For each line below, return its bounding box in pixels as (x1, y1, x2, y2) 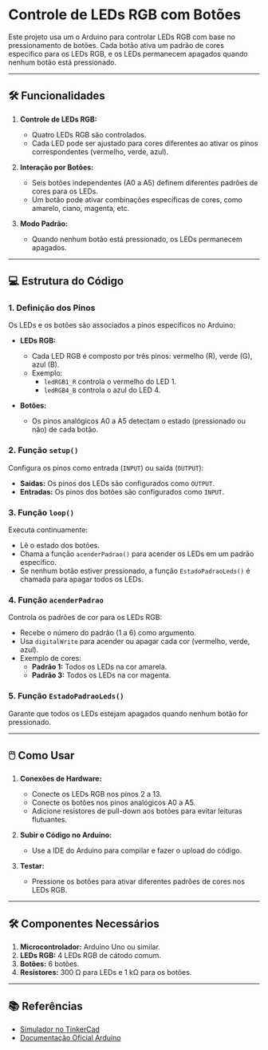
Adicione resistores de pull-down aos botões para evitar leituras (31, 806, 242, 816)
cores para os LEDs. (31, 186, 98, 196)
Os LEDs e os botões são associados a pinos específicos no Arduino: (8, 320, 236, 330)
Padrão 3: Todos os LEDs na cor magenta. (31, 670, 171, 680)
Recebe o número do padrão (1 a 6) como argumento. (19, 628, 197, 638)
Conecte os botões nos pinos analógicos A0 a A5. (31, 797, 196, 808)
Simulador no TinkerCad (19, 1024, 100, 1034)
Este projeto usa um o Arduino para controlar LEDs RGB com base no (8, 32, 235, 42)
